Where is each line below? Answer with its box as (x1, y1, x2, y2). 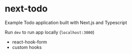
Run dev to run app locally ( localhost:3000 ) (5, 29, 95, 35)
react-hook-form (12, 38, 48, 45)
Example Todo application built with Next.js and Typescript (5, 19, 127, 25)
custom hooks (12, 44, 42, 50)
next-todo (5, 3, 48, 14)
